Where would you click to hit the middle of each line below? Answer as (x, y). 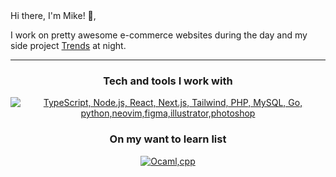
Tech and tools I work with (168, 81)
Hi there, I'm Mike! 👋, (53, 15)
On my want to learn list (168, 139)
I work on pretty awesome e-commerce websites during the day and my (159, 35)
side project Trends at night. (68, 45)
